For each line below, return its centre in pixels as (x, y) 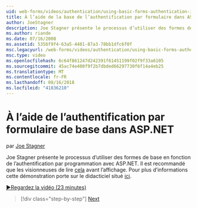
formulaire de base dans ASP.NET (90, 130)
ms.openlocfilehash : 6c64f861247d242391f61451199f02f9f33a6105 (85, 61)
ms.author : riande (28, 33)
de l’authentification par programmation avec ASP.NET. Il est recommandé (96, 163)
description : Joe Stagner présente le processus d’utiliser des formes (95, 28)
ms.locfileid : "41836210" (38, 88)
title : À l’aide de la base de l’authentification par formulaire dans (95, 17)
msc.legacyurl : (25, 50)
